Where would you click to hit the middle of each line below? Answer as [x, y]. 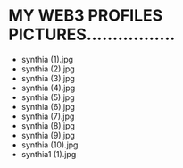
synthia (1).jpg [47, 59]
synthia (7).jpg [48, 116]
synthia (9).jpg [48, 135]
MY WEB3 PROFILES [86, 16]
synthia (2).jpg [48, 69]
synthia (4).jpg [48, 88]
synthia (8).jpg [48, 125]
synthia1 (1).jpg [49, 154]
